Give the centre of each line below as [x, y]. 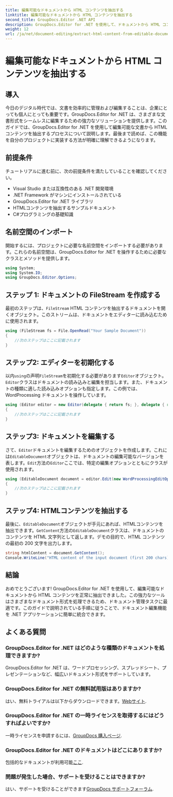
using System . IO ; [24, 273]
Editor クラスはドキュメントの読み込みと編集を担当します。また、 [75, 382]
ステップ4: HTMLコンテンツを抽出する [67, 511]
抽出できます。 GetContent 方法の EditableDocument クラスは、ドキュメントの [85, 530]
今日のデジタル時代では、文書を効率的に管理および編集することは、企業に [84, 108]
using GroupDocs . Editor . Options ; [41, 278]
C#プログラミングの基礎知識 [43, 214]
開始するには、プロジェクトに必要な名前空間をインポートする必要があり [82, 245]
